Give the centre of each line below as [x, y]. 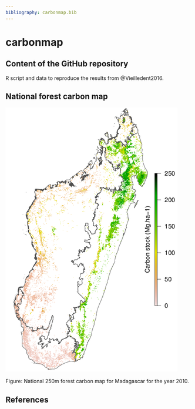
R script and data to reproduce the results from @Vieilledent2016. [85, 78]
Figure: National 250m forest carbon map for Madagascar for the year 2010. [97, 381]
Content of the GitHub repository [67, 64]
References [27, 400]
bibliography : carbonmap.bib [41, 12]
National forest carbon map [57, 97]
